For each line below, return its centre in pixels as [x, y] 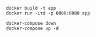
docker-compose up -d [32, 28]
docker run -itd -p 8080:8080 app [48, 13]
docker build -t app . [34, 8]
